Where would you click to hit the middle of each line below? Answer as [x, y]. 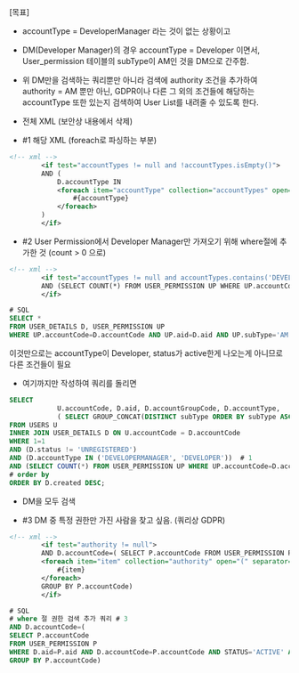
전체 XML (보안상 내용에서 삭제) [77, 121]
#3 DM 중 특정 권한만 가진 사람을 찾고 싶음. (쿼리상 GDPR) [124, 520]
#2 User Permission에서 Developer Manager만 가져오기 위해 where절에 [149, 241]
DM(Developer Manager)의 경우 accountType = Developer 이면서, [141, 50]
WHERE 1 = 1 [28, 442]
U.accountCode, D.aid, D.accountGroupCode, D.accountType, [168, 408]
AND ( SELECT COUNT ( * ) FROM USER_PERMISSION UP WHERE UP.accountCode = [141, 466]
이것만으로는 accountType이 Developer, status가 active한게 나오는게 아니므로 [146, 353]
